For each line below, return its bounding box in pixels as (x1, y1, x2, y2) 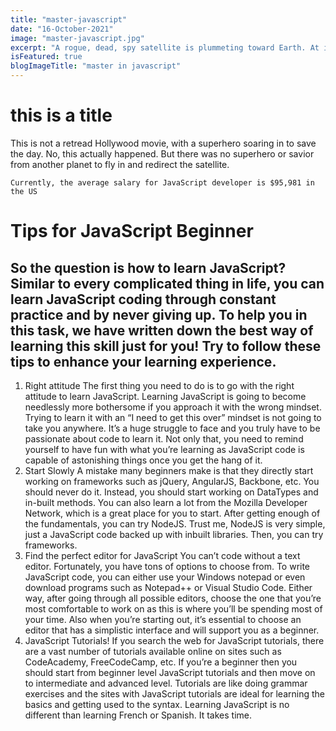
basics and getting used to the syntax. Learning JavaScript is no (24, 698, 290, 710)
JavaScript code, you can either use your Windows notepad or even (24, 571, 306, 583)
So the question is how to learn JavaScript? (10, 259, 287, 276)
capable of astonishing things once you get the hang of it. (24, 454, 263, 466)
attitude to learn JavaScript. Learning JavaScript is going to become (24, 390, 307, 402)
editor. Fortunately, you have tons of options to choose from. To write (24, 560, 311, 572)
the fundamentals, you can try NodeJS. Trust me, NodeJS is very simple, (24, 517, 326, 530)
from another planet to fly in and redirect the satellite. (10, 158, 230, 170)
